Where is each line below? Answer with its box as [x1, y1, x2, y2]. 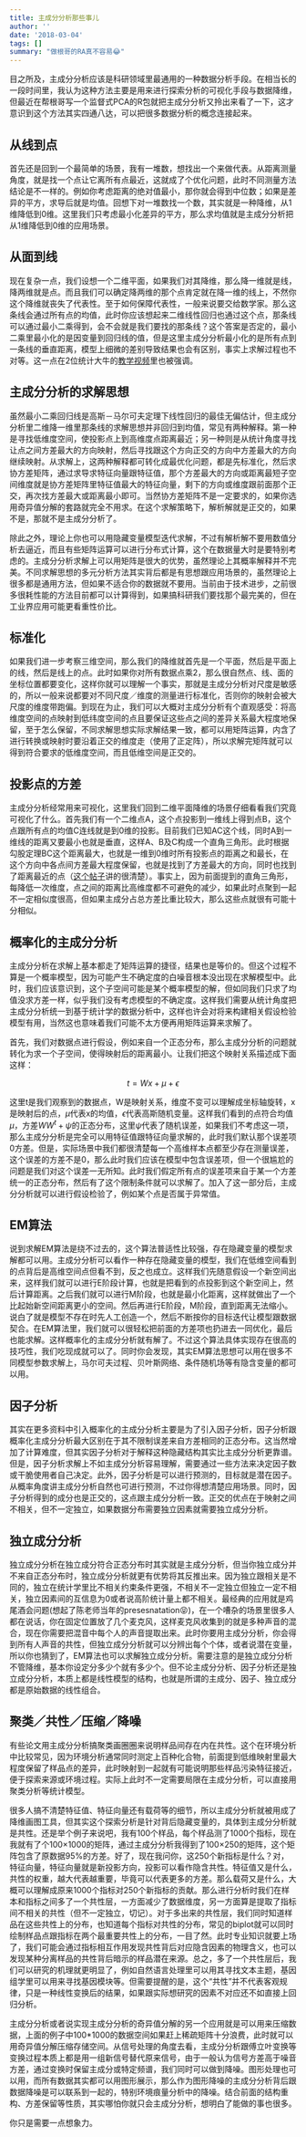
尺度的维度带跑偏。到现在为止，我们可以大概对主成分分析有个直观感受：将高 [9, 702, 297, 713]
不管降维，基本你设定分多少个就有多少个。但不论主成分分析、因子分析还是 [9, 1662, 289, 1673]
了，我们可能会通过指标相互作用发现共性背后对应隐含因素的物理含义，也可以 [9, 1941, 297, 1953]
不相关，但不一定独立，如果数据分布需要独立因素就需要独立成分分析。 [9, 1504, 273, 1515]
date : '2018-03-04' [9, 30, 84, 39]
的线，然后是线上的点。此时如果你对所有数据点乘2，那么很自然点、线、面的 [9, 667, 294, 678]
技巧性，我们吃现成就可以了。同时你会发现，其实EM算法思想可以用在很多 [9, 1346, 285, 1357]
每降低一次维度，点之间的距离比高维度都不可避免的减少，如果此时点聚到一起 [9, 882, 297, 893]
